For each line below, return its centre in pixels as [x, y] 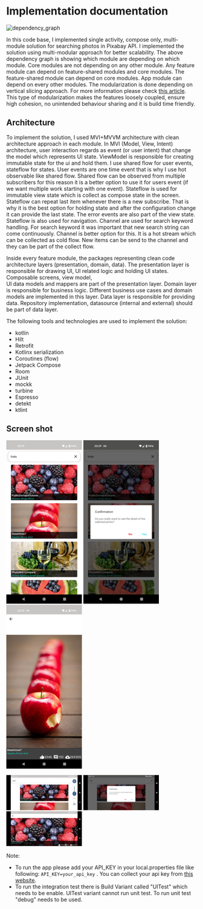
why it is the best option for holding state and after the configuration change [101, 208]
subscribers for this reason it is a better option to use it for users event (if [97, 182]
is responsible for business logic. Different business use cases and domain [99, 290]
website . [26, 880]
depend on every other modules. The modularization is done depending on [100, 84]
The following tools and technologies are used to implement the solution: [97, 321]
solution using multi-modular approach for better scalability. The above [95, 52]
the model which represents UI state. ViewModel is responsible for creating [100, 156]
